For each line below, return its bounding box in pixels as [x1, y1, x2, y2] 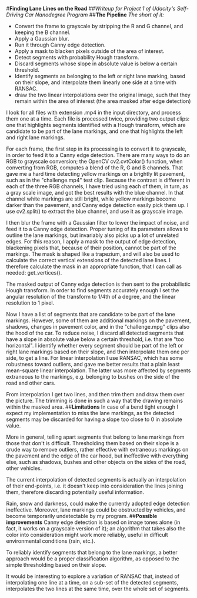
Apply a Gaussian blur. [14, 35, 69, 42]
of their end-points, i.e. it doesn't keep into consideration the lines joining [6, 482, 183, 489]
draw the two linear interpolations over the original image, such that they [14, 91, 191, 98]
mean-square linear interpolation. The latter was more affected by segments [6, 367, 191, 374]
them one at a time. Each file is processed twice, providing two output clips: [6, 115, 190, 122]
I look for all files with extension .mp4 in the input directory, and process [6, 109, 181, 116]
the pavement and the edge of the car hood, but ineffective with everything [6, 452, 188, 459]
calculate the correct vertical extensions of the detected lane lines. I [6, 257, 171, 263]
